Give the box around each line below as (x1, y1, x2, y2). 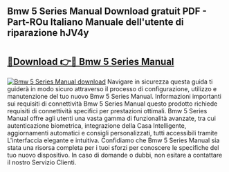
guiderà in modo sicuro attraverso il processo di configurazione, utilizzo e (7, 85, 217, 93)
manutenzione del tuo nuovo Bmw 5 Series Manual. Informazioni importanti (7, 93, 221, 100)
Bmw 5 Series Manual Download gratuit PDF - (7, 6, 208, 17)
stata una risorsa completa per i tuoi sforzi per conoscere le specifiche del (7, 144, 219, 151)
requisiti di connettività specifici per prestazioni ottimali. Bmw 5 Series (7, 107, 208, 115)
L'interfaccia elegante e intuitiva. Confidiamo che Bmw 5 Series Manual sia (7, 136, 220, 144)
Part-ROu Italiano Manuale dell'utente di (7, 17, 184, 28)
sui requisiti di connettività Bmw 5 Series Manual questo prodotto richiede (7, 99, 218, 108)
